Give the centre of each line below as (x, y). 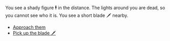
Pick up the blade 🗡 (34, 33)
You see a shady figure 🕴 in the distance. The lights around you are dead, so (85, 8)
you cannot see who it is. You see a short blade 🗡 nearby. (67, 15)
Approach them (29, 27)
